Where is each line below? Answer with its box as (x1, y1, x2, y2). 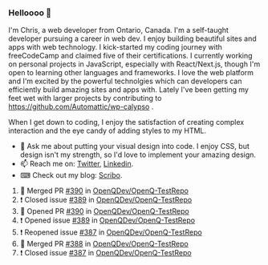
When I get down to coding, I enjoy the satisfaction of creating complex (8, 118, 245, 127)
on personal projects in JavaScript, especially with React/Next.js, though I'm (8, 59, 261, 69)
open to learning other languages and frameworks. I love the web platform (8, 68, 254, 78)
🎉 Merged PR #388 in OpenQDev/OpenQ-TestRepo (19, 239, 189, 249)
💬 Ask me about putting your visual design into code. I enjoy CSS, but (19, 142, 250, 151)
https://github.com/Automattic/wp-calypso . (8, 102, 154, 111)
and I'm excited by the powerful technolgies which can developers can (8, 76, 242, 86)
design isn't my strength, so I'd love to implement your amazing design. (19, 150, 257, 159)
